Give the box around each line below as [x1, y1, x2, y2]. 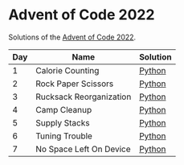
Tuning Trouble [35, 130, 92, 142]
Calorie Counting [35, 64, 100, 76]
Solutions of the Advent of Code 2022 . [8, 32, 137, 42]
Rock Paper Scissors [35, 78, 114, 89]
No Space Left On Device [35, 143, 131, 155]
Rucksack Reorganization [35, 91, 132, 102]
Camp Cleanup [35, 104, 92, 115]
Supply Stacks [35, 117, 90, 128]
